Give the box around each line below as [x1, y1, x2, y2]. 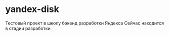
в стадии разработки [5, 25, 51, 31]
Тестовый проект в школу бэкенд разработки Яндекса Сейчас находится [5, 20, 164, 26]
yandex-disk [5, 3, 59, 15]
